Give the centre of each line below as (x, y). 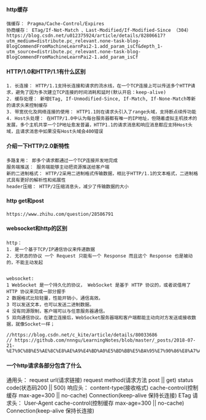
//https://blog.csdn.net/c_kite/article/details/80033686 (82, 335)
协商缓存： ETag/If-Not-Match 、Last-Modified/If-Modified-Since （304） (99, 31)
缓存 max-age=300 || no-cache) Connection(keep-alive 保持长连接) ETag (99, 395)
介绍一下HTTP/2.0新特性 (38, 146)
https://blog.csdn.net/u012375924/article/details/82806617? (86, 36)
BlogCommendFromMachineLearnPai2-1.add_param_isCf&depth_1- (85, 47)
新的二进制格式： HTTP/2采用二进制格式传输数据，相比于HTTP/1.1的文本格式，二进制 (100, 174)
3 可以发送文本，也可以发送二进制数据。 (50, 305)
